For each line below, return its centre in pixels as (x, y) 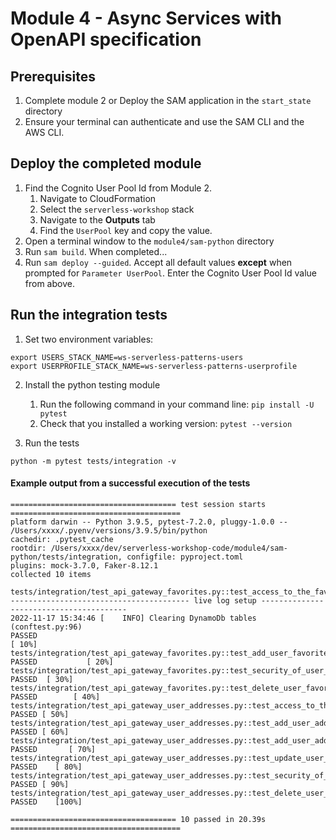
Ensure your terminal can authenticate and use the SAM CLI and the (164, 121)
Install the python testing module (92, 384)
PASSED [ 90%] (40, 784)
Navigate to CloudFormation (98, 198)
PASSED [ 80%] (46, 767)
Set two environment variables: (89, 339)
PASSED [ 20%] (62, 662)
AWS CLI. (44, 132)
